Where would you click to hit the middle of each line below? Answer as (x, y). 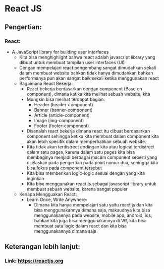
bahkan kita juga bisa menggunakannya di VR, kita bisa (90, 220)
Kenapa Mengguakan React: (48, 194)
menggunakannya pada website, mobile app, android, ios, (93, 215)
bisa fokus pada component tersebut (64, 168)
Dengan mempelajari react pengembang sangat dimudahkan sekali (87, 67)
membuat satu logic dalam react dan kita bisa (80, 226)
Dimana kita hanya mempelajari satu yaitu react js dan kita (93, 204)
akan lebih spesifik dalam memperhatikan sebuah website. (86, 141)
